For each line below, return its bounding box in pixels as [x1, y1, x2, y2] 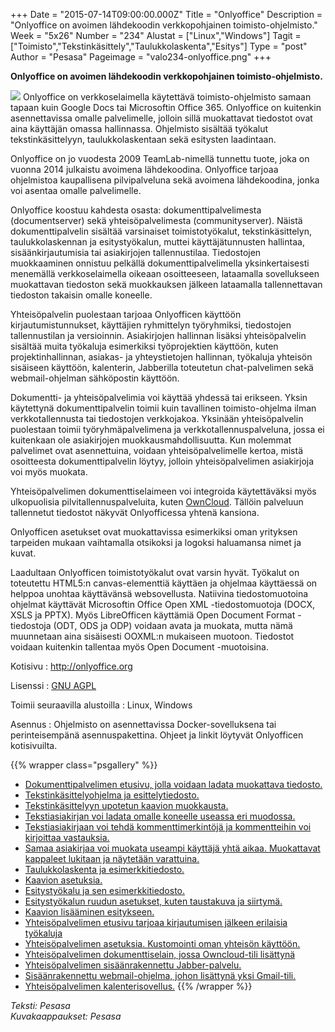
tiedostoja [10, 620, 52, 631]
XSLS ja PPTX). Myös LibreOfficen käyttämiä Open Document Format [10, 609, 296, 621]
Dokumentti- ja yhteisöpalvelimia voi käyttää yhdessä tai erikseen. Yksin [10, 392, 308, 403]
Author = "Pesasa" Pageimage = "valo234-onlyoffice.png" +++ [10, 51, 272, 63]
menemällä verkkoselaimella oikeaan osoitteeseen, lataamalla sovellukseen [10, 268, 320, 279]
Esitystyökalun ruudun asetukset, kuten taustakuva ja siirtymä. [24, 895, 283, 907]
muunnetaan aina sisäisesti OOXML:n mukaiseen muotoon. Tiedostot [10, 630, 295, 642]
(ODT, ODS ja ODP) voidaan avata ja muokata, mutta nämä [53, 620, 293, 631]
